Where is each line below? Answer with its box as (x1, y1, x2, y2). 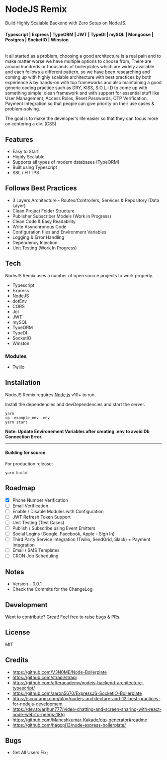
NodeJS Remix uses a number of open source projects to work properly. (5, 272, 154, 278)
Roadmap (5, 484, 36, 492)
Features (5, 135, 33, 144)
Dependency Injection (12, 239, 58, 245)
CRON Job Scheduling (12, 553, 59, 559)
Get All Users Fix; (12, 750, 48, 756)
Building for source (5, 449, 46, 456)
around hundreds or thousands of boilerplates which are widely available (5, 64, 155, 70)
